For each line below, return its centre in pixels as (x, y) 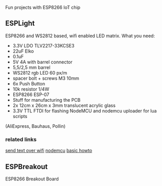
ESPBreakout (27, 166)
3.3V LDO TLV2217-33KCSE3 (43, 45)
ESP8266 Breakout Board (32, 179)
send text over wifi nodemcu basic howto (49, 151)
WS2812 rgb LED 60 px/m (40, 73)
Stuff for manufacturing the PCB (47, 100)
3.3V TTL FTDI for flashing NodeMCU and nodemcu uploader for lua (85, 111)
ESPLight (20, 23)
